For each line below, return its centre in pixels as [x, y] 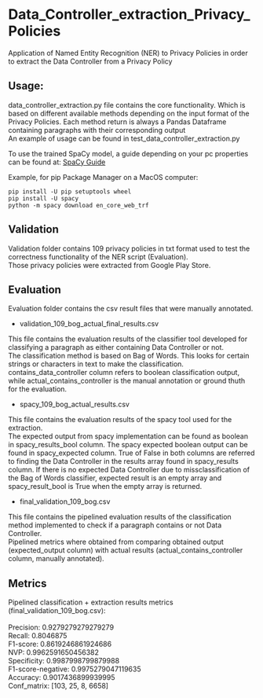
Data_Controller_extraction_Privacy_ [129, 15]
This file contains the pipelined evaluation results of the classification [120, 517]
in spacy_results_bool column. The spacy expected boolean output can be [128, 445]
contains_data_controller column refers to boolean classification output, [124, 373]
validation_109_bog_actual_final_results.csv [89, 324]
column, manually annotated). [56, 559]
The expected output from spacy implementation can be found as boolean [128, 436]
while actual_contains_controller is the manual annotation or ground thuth [127, 381]
